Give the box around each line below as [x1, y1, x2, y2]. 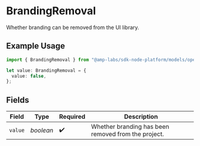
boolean [30, 126, 54, 135]
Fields [6, 95, 30, 105]
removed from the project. [91, 130, 164, 138]
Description [124, 113, 158, 121]
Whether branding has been [91, 123, 170, 131]
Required [59, 113, 86, 121]
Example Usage [6, 41, 65, 51]
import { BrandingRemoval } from [6, 56, 89, 63]
